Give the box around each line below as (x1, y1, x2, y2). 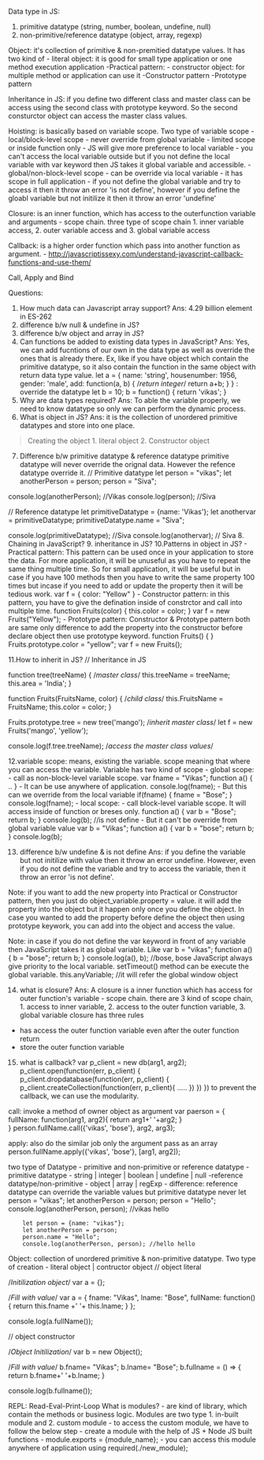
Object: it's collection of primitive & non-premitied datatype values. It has (8, 46, 246, 54)
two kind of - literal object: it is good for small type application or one (8, 54, 232, 63)
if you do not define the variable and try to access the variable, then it (19, 864, 247, 873)
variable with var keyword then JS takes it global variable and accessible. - (8, 160, 251, 169)
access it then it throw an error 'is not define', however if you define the (8, 185, 240, 194)
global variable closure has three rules (19, 1010, 144, 1020)
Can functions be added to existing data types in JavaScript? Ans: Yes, (19, 337, 250, 346)
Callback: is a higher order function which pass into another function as (8, 241, 240, 250)
